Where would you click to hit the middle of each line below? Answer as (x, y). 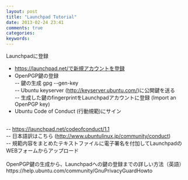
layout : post (22, 11)
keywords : (18, 39)
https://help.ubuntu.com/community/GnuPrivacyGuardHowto (79, 171)
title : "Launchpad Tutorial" (41, 17)
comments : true (25, 28)
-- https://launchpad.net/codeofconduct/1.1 (58, 129)
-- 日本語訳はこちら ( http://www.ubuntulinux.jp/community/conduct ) (88, 136)
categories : (20, 33)
